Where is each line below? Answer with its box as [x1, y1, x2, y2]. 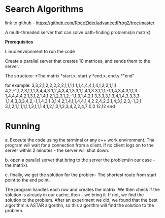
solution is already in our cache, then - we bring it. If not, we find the [5, 191, 144, 198]
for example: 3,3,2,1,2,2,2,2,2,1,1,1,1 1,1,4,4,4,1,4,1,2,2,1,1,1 [5, 82, 117, 88]
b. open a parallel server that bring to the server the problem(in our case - [5, 157, 155, 163]
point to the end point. [5, 177, 50, 183]
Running [5, 121, 40, 132]
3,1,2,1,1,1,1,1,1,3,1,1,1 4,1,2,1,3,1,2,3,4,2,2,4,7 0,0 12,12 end [5, 103, 115, 109]
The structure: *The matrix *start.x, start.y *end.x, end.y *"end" [5, 73, 134, 78]
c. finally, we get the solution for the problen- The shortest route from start [5, 172, 157, 178]
